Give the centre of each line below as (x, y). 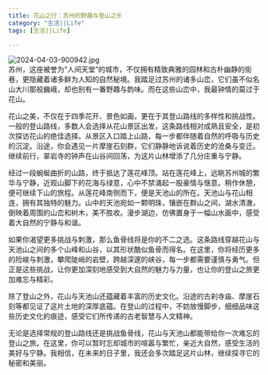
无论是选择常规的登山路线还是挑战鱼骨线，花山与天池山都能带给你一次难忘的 (134, 333)
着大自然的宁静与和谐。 (47, 223)
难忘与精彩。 (36, 279)
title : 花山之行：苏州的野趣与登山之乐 (65, 16)
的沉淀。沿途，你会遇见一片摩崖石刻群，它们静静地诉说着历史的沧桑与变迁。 (134, 146)
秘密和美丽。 (29, 363)
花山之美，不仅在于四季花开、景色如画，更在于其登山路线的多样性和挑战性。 (134, 116)
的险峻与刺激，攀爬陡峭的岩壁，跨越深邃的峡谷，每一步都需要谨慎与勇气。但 (134, 260)
